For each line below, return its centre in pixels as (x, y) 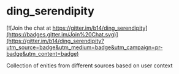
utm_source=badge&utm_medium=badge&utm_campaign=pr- (85, 47)
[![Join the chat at (29, 28)
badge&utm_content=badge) (43, 53)
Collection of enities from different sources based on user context (89, 66)
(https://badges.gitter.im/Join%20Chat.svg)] (62, 34)
